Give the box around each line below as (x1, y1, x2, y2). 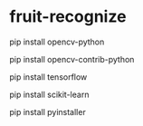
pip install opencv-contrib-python (9, 53, 135, 64)
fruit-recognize (9, 6, 127, 27)
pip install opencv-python (9, 36, 105, 47)
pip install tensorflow (9, 71, 88, 82)
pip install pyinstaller (9, 106, 86, 117)
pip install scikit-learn (9, 89, 90, 100)
